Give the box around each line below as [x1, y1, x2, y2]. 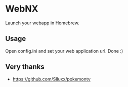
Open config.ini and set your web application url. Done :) [5, 48, 123, 54]
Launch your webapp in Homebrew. [5, 20, 79, 26]
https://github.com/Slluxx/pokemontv [12, 76, 91, 82]
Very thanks [5, 63, 45, 71]
